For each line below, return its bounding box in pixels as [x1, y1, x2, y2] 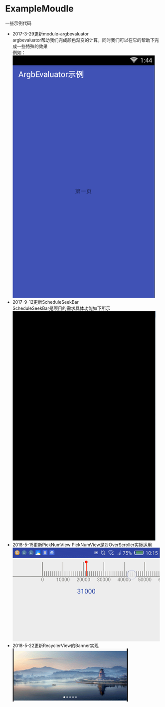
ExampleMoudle [5, 3, 74, 14]
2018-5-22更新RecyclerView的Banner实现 [12, 643, 99, 649]
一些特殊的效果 [16, 43, 48, 49]
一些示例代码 [5, 20, 31, 26]
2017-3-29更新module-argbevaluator [12, 30, 89, 36]
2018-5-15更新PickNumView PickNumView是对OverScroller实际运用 [12, 542, 152, 548]
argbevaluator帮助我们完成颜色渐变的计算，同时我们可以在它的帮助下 [12, 37, 155, 43]
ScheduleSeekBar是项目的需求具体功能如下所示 [12, 305, 111, 311]
